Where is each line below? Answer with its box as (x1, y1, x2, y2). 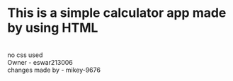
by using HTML (7, 20, 98, 36)
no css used (7, 51, 43, 59)
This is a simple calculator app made (7, 5, 227, 21)
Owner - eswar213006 (7, 58, 73, 66)
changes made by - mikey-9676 (7, 66, 101, 74)
